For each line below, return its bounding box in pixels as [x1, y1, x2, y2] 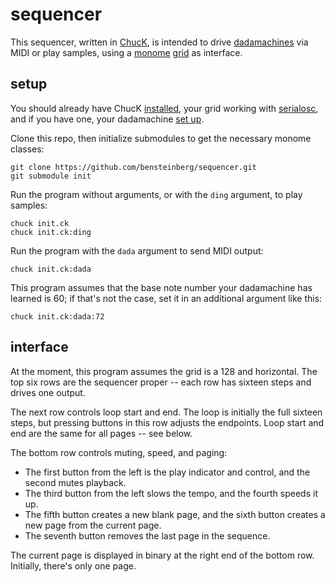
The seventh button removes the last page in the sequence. [24, 529, 271, 542]
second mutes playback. [24, 476, 127, 488]
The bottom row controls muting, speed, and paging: [10, 446, 228, 458]
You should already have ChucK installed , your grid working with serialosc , [10, 102, 319, 114]
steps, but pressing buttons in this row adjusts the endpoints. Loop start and [10, 416, 325, 428]
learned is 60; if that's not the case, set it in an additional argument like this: [10, 292, 323, 304]
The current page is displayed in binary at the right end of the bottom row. [10, 549, 315, 561]
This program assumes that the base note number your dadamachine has [10, 281, 313, 293]
